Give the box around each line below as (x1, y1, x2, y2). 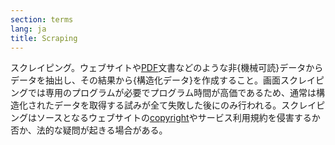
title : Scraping (10, 33, 78, 43)
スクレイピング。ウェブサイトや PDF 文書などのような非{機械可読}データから (10, 62, 324, 74)
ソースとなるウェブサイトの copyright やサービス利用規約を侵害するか (36, 112, 321, 124)
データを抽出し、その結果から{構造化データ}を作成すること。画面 (10, 74, 281, 86)
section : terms (10, 14, 74, 25)
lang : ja (10, 24, 47, 34)
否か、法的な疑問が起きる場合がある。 (10, 124, 168, 136)
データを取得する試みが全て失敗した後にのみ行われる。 (53, 99, 282, 111)
